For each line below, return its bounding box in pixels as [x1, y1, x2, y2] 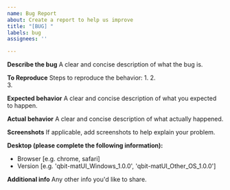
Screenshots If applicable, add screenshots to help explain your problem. [7, 128, 216, 136]
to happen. [7, 102, 38, 110]
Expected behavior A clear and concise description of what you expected [7, 94, 217, 103]
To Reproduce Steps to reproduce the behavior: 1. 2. [7, 73, 156, 82]
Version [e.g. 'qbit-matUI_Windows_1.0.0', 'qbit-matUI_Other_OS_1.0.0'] [16, 162, 216, 170]
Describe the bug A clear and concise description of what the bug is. [7, 60, 203, 69]
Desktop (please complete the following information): [7, 141, 163, 150]
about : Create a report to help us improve [7, 16, 134, 23]
